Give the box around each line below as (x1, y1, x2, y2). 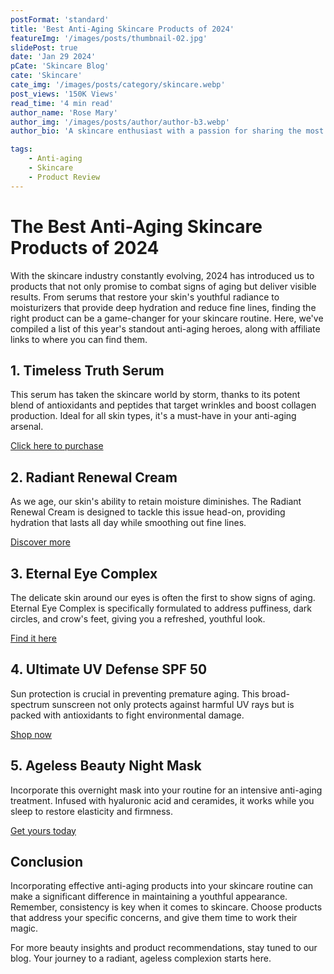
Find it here (10, 632, 57, 644)
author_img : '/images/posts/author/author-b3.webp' (10, 117, 230, 127)
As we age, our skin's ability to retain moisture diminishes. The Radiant (10, 496, 302, 508)
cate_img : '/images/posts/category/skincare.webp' (10, 80, 226, 90)
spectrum (10, 698, 50, 710)
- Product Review (28, 172, 101, 182)
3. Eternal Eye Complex (10, 565, 158, 582)
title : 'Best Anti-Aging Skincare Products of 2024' (10, 24, 235, 34)
